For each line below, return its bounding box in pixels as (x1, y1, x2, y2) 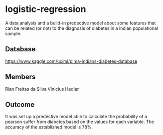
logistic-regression (5, 3, 86, 15)
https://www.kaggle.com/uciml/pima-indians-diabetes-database (5, 58, 138, 64)
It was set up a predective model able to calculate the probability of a (5, 114, 148, 120)
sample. (5, 30, 21, 36)
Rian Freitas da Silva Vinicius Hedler (5, 86, 79, 92)
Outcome (5, 100, 35, 109)
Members (5, 73, 36, 81)
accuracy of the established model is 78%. (5, 124, 93, 130)
